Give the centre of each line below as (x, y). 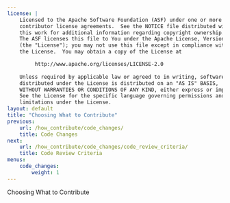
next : (15, 141)
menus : (16, 160)
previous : (21, 121)
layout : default (30, 109)
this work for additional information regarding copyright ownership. (122, 33)
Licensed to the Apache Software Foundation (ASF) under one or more (121, 20)
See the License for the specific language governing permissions (116, 96)
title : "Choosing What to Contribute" (62, 115)
